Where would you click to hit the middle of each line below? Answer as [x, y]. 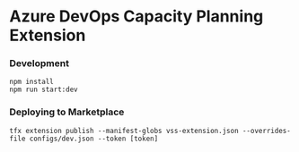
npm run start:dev [44, 90]
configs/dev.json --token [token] [94, 139]
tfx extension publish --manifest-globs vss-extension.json [124, 131]
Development [40, 63]
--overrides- [267, 131]
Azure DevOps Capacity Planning [136, 17]
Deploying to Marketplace [67, 112]
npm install [31, 82]
